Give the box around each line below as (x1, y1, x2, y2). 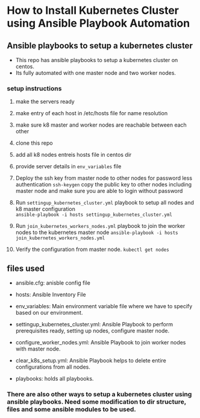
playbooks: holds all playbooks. (15, 375, 94, 382)
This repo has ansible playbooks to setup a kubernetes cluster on (15, 57, 178, 63)
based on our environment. (15, 309, 83, 317)
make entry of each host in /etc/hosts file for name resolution (15, 110, 168, 117)
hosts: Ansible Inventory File (15, 291, 86, 299)
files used (7, 263, 45, 273)
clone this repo (15, 139, 53, 147)
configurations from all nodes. (15, 363, 91, 371)
